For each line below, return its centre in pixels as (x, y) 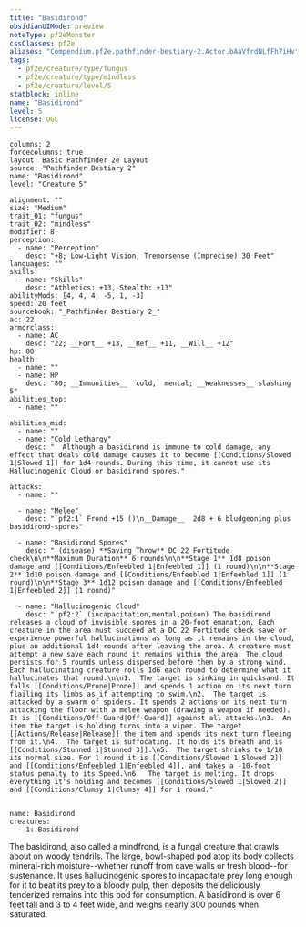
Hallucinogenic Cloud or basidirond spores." (97, 471)
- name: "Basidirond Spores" (73, 543)
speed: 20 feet (38, 304)
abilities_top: (38, 400)
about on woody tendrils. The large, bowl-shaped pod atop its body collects (152, 856)
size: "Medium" (38, 209)
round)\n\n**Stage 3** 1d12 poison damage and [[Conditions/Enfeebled (146, 583)
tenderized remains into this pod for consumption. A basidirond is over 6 (145, 895)
